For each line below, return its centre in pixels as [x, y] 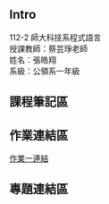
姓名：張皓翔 [33, 59]
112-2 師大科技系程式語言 [55, 37]
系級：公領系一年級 [45, 71]
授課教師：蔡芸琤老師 [48, 48]
